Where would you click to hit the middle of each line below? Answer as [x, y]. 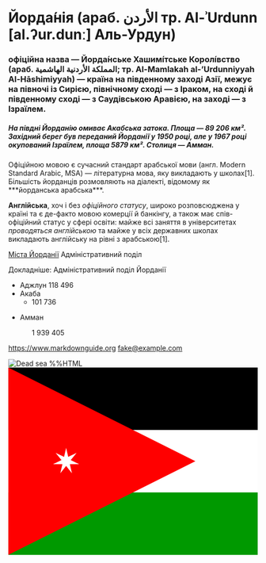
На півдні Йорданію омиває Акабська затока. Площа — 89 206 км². [127, 128]
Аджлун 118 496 [46, 285]
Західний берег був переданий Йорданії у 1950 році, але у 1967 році [127, 136]
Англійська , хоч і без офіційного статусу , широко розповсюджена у [124, 205]
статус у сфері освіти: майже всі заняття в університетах [140, 222]
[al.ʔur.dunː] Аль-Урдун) [92, 34]
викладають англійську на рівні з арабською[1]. [89, 239]
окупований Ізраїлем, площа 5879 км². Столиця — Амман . [111, 144]
